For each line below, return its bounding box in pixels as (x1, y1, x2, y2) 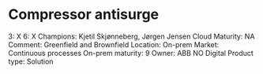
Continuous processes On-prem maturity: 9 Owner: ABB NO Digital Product (8, 48, 254, 57)
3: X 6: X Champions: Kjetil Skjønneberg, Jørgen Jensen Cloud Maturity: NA (8, 31, 255, 41)
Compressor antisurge (8, 6, 160, 24)
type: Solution (8, 57, 54, 66)
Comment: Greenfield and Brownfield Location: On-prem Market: (8, 39, 220, 49)
